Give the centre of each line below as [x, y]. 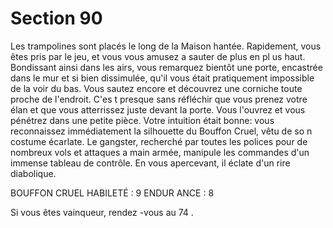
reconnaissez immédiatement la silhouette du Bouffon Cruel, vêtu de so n [161, 131]
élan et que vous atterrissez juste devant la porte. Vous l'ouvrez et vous [158, 109]
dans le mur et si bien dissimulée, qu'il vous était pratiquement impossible [162, 78]
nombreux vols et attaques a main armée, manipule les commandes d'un [160, 152]
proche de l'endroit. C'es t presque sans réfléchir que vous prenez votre [159, 99]
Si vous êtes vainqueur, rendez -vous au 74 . [102, 212]
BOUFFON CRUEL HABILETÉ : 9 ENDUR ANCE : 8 [112, 193]
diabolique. [33, 173]
